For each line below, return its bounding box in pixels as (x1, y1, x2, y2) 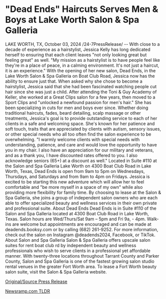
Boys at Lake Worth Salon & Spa (5, 14, 140, 25)
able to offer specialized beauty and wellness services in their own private (5, 200, 158, 206)
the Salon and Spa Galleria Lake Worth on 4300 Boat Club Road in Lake (5, 163, 152, 169)
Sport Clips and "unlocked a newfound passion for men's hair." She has (5, 99, 152, 105)
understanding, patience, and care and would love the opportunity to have (5, 142, 158, 148)
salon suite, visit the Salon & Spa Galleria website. (5, 269, 107, 275)
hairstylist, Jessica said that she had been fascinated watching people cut (5, 83, 157, 89)
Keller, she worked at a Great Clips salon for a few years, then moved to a (5, 94, 156, 100)
